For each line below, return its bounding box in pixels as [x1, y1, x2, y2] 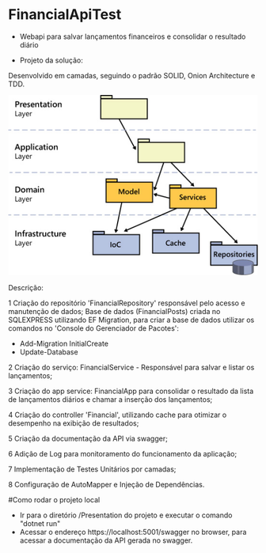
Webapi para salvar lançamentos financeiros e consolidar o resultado [19, 32, 246, 41]
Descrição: [8, 283, 44, 293]
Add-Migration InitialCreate [19, 339, 109, 349]
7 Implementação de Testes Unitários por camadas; [8, 464, 177, 474]
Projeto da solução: [19, 55, 83, 65]
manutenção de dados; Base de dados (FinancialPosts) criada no [8, 307, 221, 316]
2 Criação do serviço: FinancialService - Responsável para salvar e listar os [8, 362, 255, 373]
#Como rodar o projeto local [8, 495, 101, 505]
